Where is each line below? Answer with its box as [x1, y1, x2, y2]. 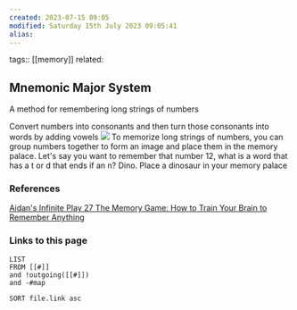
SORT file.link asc [9, 294, 82, 303]
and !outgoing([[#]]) [9, 270, 90, 280]
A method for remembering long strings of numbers [9, 104, 199, 114]
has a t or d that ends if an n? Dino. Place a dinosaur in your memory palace [9, 160, 288, 171]
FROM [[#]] [9, 263, 50, 272]
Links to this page [9, 234, 87, 247]
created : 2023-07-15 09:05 [9, 13, 110, 22]
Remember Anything [9, 212, 85, 223]
